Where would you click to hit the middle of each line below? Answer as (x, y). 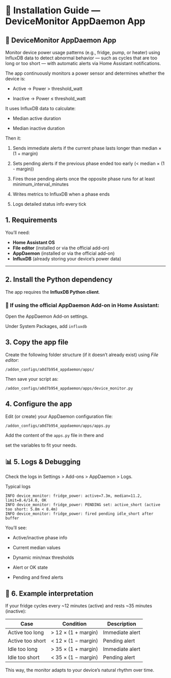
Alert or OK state (30, 567)
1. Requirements (31, 220)
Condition (75, 624)
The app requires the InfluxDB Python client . (53, 292)
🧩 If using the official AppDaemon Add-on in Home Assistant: (82, 305)
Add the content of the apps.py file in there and (54, 435)
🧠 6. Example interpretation (49, 593)
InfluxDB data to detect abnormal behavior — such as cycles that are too (81, 58)
